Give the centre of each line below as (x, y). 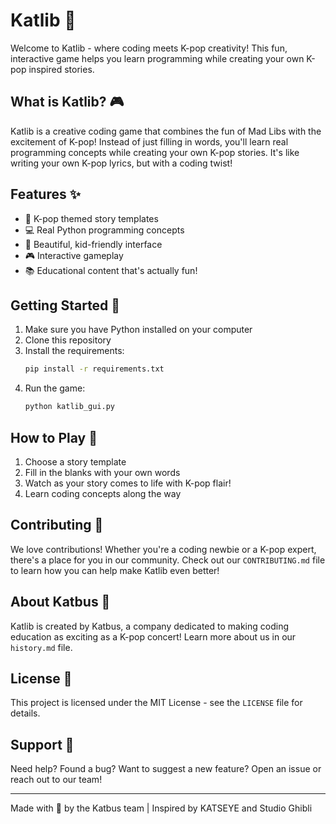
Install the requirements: (74, 351)
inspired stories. (61, 69)
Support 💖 (42, 744)
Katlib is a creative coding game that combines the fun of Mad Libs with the (166, 131)
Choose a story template (75, 461)
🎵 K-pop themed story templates (91, 218)
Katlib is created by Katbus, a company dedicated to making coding (150, 626)
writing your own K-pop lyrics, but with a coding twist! (121, 163)
